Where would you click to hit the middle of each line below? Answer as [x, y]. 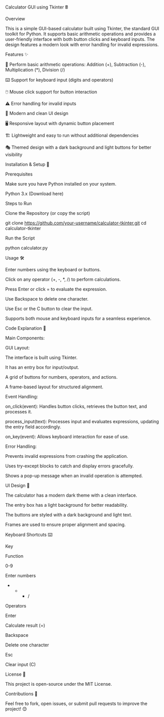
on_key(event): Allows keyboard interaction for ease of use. [67, 437]
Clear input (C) [21, 664]
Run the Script [20, 238]
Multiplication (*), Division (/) [35, 70]
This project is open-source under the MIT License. [59, 684]
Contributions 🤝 [21, 694]
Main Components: [25, 338]
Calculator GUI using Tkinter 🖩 [37, 7]
